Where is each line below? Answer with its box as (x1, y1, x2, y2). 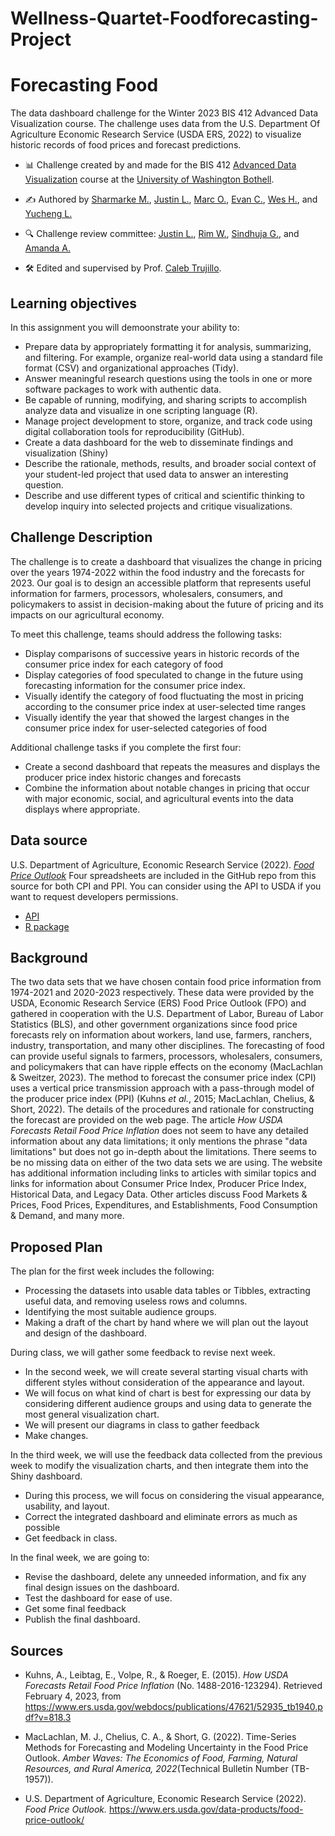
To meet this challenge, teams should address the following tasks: (10, 628, 283, 640)
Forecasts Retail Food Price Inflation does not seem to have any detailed (10, 1125, 309, 1137)
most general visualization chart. (24, 1408, 160, 1421)
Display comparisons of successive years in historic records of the (24, 647, 300, 659)
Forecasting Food (10, 74, 159, 97)
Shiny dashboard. (10, 1470, 83, 1482)
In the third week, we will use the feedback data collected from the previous (10, 1449, 323, 1461)
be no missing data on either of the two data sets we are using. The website (10, 1157, 323, 1169)
